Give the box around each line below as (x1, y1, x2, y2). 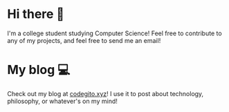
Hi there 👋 (7, 6, 64, 22)
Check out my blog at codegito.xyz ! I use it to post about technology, (7, 89, 204, 97)
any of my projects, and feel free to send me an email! (7, 36, 161, 44)
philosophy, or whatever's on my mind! (7, 97, 118, 105)
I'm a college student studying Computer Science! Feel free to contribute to (7, 29, 223, 37)
